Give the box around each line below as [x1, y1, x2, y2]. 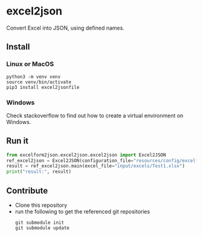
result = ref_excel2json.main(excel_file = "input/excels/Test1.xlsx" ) [6, 163, 185, 169]
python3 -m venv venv [6, 74, 61, 80]
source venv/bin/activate [6, 79, 71, 85]
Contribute [6, 186, 48, 196]
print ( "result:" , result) [6, 169, 71, 175]
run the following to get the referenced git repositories [14, 208, 150, 215]
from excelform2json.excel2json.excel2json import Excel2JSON [6, 152, 166, 158]
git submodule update [14, 225, 69, 231]
